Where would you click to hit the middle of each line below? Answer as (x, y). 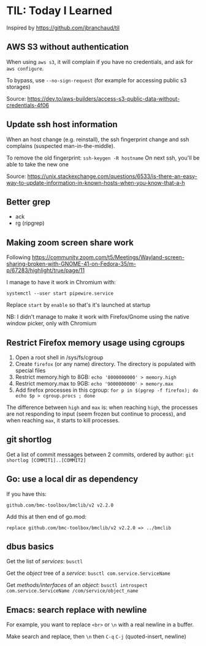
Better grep (29, 202)
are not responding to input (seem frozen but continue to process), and (96, 414)
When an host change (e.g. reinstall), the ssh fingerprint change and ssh (98, 139)
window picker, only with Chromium (51, 324)
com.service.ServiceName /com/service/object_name (72, 591)
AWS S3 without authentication (67, 47)
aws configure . (25, 68)
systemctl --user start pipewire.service (60, 294)
